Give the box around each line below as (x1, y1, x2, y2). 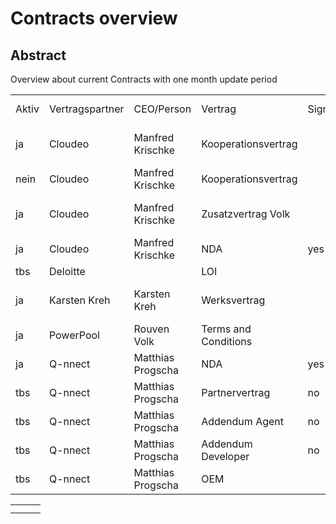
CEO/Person (133, 102, 192, 116)
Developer (201, 450, 250, 463)
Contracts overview (10, 7, 178, 30)
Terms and (201, 322, 252, 336)
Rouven (133, 322, 170, 336)
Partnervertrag (201, 386, 271, 399)
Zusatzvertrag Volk (201, 207, 291, 221)
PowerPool (48, 328, 100, 342)
